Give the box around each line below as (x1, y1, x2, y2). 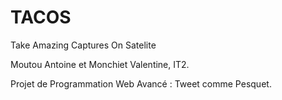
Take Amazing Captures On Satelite (10, 39, 157, 51)
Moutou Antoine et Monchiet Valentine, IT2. (10, 58, 190, 70)
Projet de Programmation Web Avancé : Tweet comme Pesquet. (10, 77, 272, 90)
